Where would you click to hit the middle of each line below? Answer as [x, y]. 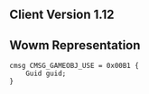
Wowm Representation [75, 45]
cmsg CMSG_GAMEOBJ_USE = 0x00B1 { [74, 66]
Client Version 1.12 [62, 15]
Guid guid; [46, 74]
